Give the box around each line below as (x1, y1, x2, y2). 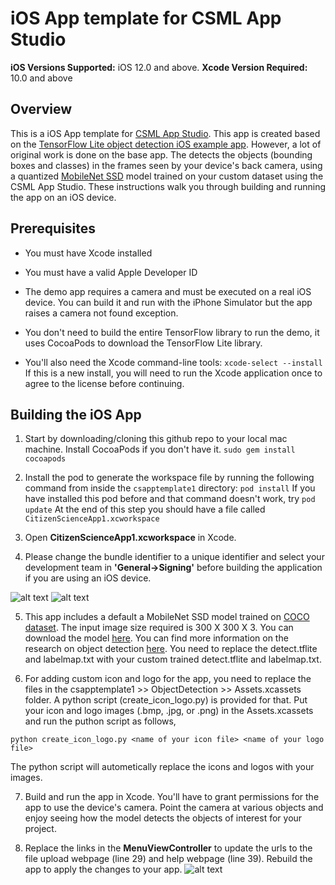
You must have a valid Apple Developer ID (24, 266, 198, 278)
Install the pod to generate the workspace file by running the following (24, 472, 315, 484)
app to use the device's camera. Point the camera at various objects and (24, 802, 324, 814)
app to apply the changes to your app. (24, 863, 183, 876)
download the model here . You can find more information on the (24, 632, 289, 644)
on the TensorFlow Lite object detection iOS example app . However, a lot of (10, 138, 322, 150)
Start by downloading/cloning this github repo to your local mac (24, 433, 288, 445)
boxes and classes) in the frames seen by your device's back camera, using (10, 159, 323, 171)
